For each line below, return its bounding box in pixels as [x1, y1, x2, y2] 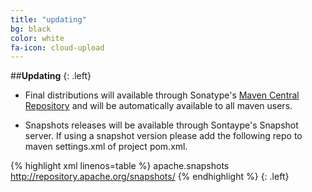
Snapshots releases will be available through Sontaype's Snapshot [24, 119, 299, 131]
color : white [10, 33, 65, 43]
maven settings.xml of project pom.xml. [24, 141, 188, 153]
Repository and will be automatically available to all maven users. [24, 100, 293, 112]
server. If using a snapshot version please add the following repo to [24, 130, 303, 142]
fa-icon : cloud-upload [10, 42, 105, 53]
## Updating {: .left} [10, 70, 92, 82]
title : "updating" [10, 14, 87, 25]
